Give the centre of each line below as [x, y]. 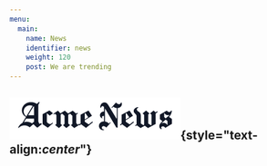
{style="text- [219, 136]
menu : [20, 19]
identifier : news [59, 48]
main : [28, 29]
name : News [46, 38]
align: [26, 150]
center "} [67, 150]
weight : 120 [48, 58]
